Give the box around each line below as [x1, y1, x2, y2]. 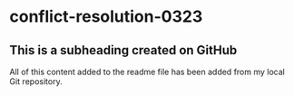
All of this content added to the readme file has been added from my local [9, 66, 286, 77]
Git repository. [9, 76, 63, 87]
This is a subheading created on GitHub [9, 43, 238, 58]
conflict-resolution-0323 [9, 6, 203, 27]
